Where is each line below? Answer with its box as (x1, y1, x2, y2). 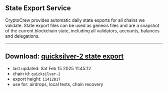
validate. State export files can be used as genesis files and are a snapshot (5, 22, 159, 28)
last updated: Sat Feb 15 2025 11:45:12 (12, 65, 91, 71)
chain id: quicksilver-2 (12, 71, 61, 77)
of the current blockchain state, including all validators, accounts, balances (5, 27, 160, 34)
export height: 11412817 (12, 76, 61, 82)
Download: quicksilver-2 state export (5, 52, 124, 61)
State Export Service (5, 4, 71, 12)
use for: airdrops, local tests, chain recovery (12, 81, 103, 87)
